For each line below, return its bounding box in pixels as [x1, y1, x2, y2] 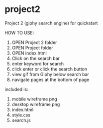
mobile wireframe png [11, 96, 58, 102]
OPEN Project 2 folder [11, 39, 57, 45]
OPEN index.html [11, 50, 47, 56]
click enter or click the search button [11, 66, 88, 72]
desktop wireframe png [11, 101, 60, 107]
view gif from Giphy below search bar [11, 71, 89, 77]
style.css [11, 111, 31, 118]
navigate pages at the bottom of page [11, 76, 90, 82]
